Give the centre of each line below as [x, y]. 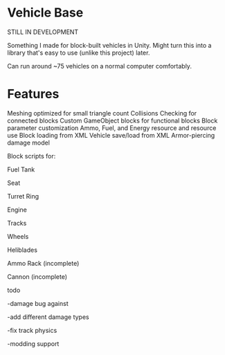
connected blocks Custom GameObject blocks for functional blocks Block [112, 120]
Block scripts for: [31, 156]
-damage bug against [38, 303]
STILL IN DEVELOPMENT [43, 32]
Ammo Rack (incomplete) [43, 263]
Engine [17, 210]
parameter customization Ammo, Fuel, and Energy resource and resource [112, 128]
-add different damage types [48, 317]
